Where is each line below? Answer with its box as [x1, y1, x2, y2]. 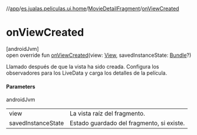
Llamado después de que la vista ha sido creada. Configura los [6, 63, 159, 70]
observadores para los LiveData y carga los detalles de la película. [6, 69, 168, 76]
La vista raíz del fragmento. [70, 110, 146, 118]
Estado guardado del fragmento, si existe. [70, 119, 185, 127]
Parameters [6, 83, 35, 90]
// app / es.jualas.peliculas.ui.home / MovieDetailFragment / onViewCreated [6, 5, 179, 12]
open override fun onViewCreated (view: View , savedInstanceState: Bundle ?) [6, 52, 192, 59]
